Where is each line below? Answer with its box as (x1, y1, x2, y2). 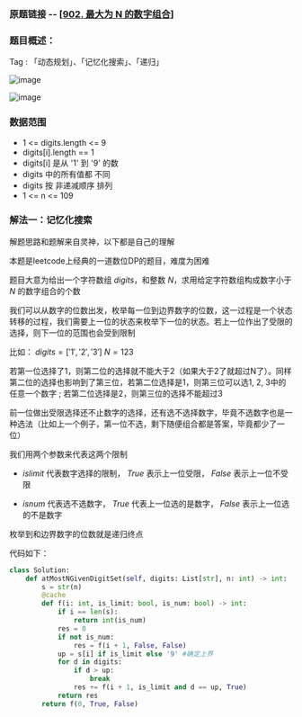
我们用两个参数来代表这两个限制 (9, 448, 128, 460)
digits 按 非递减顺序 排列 (22, 180, 113, 191)
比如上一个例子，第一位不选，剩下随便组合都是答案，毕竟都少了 (40, 418, 277, 429)
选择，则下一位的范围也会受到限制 (9, 327, 136, 338)
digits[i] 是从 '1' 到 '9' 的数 (22, 157, 120, 168)
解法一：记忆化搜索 (9, 214, 93, 227)
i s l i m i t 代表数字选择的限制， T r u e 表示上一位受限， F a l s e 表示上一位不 (22, 468, 281, 479)
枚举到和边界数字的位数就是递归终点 (9, 528, 144, 539)
